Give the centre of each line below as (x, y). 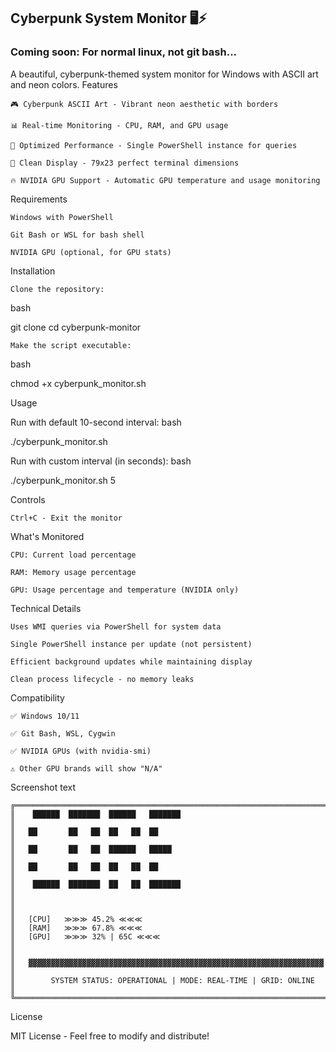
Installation (33, 271)
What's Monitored (47, 536)
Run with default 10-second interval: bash (96, 422)
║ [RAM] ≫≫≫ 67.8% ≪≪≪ (76, 928)
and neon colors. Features (64, 84)
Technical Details (46, 608)
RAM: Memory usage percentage (73, 572)
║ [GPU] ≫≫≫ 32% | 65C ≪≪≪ (85, 936)
